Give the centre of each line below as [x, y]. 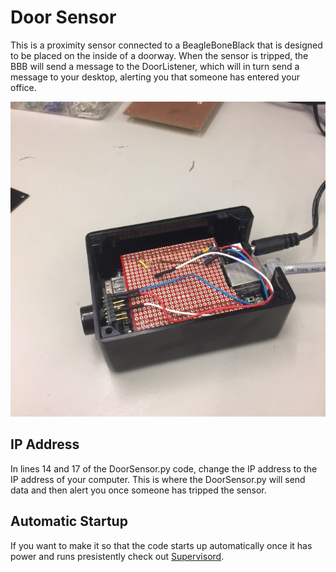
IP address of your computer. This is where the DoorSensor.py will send [158, 479]
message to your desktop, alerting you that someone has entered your [155, 77]
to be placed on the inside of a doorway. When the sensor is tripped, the [159, 55]
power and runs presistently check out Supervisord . [117, 556]
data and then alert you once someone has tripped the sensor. [138, 490]
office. [23, 87]
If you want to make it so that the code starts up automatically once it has [161, 545]
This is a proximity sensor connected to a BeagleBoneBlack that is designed [166, 45]
